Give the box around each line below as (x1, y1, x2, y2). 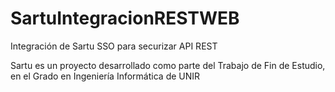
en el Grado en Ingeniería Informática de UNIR (10, 70, 201, 82)
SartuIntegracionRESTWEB (10, 7, 240, 30)
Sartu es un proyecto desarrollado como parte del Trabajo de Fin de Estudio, (10, 59, 326, 71)
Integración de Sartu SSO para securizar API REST (10, 40, 218, 52)
